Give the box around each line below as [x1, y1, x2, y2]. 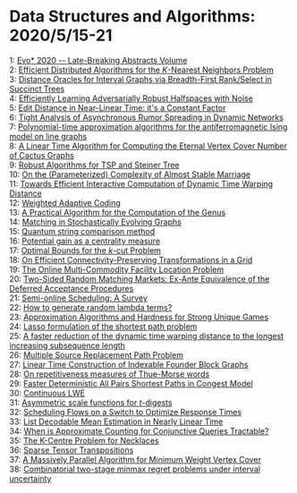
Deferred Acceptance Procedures [9, 283, 134, 293]
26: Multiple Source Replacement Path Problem [9, 349, 184, 360]
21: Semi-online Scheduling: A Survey [9, 293, 148, 303]
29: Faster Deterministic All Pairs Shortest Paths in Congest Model [9, 378, 253, 388]
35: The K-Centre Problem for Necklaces [9, 435, 159, 446]
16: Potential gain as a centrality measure [9, 235, 161, 246]
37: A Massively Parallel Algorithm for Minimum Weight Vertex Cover [9, 454, 262, 464]
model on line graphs [9, 131, 88, 141]
